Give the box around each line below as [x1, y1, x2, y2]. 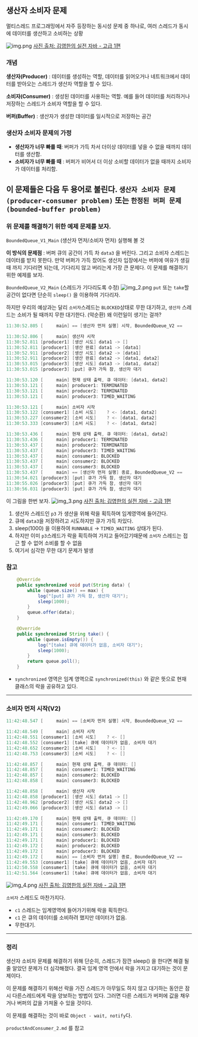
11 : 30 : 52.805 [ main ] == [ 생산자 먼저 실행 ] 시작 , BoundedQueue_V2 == [6, 323, 183, 329]
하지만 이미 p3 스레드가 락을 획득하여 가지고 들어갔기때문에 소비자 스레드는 [14, 532, 181, 539]
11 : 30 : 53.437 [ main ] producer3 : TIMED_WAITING [6, 447, 136, 454]
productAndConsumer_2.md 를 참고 [6, 1025, 84, 1032]
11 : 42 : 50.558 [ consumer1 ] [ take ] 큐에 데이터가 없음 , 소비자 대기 [6, 865, 157, 871]
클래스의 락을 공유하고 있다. [14, 683, 78, 690]
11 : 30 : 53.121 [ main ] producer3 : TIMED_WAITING [6, 394, 136, 399]
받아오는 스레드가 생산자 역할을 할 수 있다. [16, 80, 113, 87]
